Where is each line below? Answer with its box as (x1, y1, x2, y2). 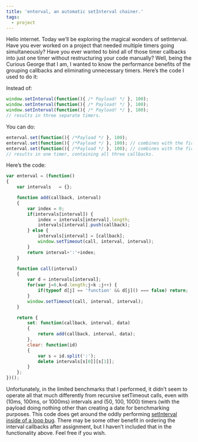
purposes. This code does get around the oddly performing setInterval (6, 411, 177, 417)
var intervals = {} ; (16, 184, 72, 190)
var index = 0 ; (27, 206, 65, 212)
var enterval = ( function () (6, 173, 75, 179)
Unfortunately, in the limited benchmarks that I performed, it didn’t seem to (6, 385, 187, 392)
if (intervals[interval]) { (27, 211, 94, 217)
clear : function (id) (27, 342, 78, 348)
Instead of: (6, 85, 32, 92)
